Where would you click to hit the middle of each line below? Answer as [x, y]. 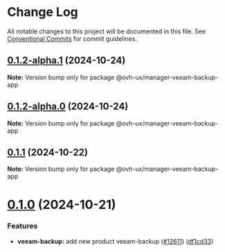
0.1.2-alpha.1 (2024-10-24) [66, 61]
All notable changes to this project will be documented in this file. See [107, 31]
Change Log [43, 12]
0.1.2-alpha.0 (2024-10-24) [68, 107]
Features [22, 226]
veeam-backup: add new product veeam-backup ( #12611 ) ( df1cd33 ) [115, 241]
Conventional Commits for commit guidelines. [72, 38]
